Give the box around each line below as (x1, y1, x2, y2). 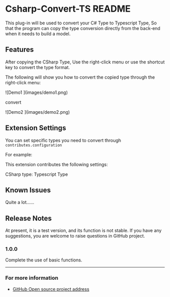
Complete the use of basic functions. (5, 257, 82, 263)
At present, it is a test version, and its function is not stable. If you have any (5, 227, 162, 234)
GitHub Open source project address (12, 286, 90, 292)
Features (5, 45, 34, 54)
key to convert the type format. (5, 64, 70, 70)
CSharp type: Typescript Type (5, 171, 68, 177)
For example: (5, 151, 33, 157)
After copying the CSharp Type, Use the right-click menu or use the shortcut (5, 59, 165, 65)
